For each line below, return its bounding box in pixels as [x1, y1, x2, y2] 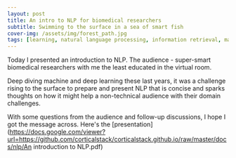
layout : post [7, 10, 46, 18]
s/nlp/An [7, 143, 32, 151]
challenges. [7, 99, 41, 107]
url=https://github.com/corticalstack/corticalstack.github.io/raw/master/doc [7, 135, 227, 144]
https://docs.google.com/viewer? [9, 128, 106, 136]
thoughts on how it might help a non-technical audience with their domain [7, 92, 221, 100]
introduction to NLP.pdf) [33, 143, 103, 151]
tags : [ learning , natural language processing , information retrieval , [7, 37, 221, 44]
